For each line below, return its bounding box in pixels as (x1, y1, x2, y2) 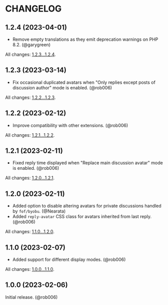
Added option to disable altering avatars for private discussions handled (12, 203, 161, 209)
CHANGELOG (5, 3, 62, 15)
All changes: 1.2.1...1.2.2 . (5, 132, 55, 138)
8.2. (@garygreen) (12, 42, 51, 48)
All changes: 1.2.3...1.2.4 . (5, 51, 56, 57)
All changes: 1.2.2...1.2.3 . (5, 94, 56, 100)
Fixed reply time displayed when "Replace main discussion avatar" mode (12, 160, 163, 166)
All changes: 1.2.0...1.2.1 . (5, 175, 55, 181)
